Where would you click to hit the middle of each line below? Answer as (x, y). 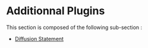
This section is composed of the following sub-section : (74, 27)
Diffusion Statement (39, 39)
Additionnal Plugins (56, 11)
